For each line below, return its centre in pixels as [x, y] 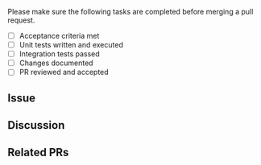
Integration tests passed [59, 54]
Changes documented [56, 63]
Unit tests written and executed [71, 45]
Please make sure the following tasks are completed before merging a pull [130, 12]
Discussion [36, 125]
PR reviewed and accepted [64, 72]
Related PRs [38, 153]
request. [21, 20]
